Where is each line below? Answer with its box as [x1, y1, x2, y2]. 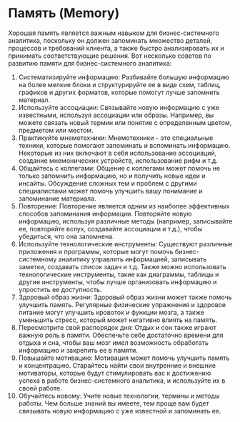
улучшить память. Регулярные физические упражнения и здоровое [18, 300, 226, 308]
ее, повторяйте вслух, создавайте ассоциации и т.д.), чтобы [18, 224, 203, 233]
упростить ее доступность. [18, 285, 102, 293]
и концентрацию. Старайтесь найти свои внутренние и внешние [18, 361, 216, 369]
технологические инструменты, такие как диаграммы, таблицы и [18, 270, 219, 278]
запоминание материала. [18, 194, 96, 203]
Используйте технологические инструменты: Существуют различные [18, 239, 233, 248]
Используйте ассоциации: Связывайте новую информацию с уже [18, 103, 220, 111]
